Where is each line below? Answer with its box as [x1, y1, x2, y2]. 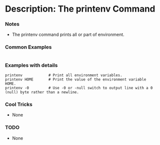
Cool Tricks [5, 101, 32, 108]
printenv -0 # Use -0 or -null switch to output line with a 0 [5, 86, 153, 91]
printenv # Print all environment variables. [5, 73, 123, 78]
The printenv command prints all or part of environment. [12, 32, 125, 37]
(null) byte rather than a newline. [5, 90, 79, 95]
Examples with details [5, 62, 58, 68]
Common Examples [5, 44, 52, 50]
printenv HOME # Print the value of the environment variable [5, 77, 146, 82]
